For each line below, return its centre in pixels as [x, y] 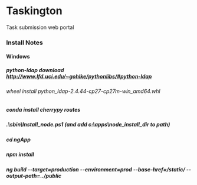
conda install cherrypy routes [43, 110]
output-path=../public [34, 176]
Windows [18, 57]
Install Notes [24, 43]
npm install [20, 154]
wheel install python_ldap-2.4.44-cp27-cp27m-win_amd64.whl [83, 91]
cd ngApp [19, 139]
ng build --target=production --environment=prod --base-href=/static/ [96, 169]
